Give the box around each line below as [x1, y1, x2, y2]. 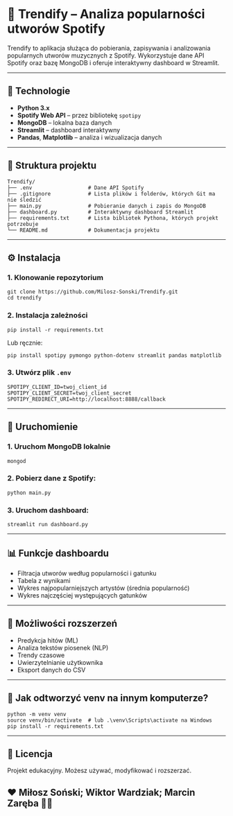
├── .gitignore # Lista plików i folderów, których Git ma [7, 190, 216, 197]
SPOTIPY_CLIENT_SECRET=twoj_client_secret [7, 390, 132, 397]
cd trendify [7, 295, 42, 302]
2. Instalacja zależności [7, 311, 88, 320]
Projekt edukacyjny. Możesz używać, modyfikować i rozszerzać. [7, 766, 192, 775]
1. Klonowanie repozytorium [7, 272, 104, 282]
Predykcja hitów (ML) [17, 636, 78, 644]
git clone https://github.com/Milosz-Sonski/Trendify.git [7, 288, 178, 295]
